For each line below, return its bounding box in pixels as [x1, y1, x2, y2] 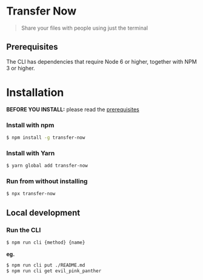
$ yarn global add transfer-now [6, 162, 88, 169]
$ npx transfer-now [6, 191, 56, 197]
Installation [6, 85, 64, 99]
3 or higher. [6, 64, 35, 72]
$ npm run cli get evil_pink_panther [6, 268, 102, 274]
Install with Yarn [6, 148, 55, 157]
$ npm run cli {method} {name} [6, 239, 85, 245]
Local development [6, 207, 81, 218]
